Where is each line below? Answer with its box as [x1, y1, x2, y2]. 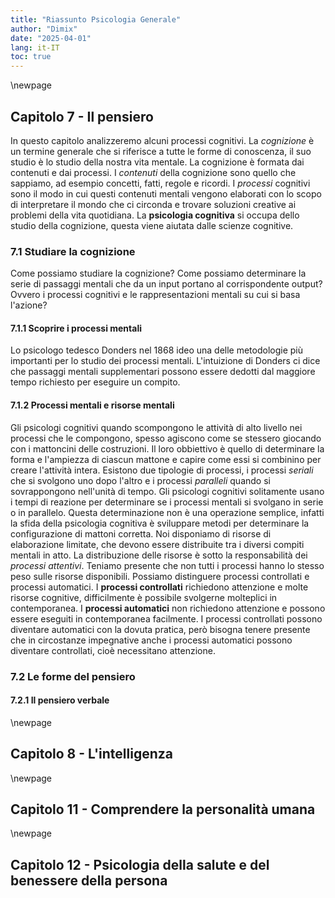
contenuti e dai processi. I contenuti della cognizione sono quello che [10, 166, 297, 178]
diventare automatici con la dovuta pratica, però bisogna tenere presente [10, 623, 311, 635]
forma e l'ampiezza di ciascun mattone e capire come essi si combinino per [10, 453, 322, 465]
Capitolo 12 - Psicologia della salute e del [10, 856, 270, 873]
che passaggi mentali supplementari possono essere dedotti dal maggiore [10, 366, 316, 378]
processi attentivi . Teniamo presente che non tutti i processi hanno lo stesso [10, 559, 325, 571]
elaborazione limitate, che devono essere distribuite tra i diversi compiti [10, 538, 305, 550]
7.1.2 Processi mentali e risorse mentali [10, 399, 175, 411]
